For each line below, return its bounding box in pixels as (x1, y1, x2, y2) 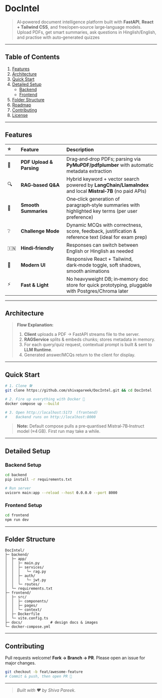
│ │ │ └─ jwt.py (5, 578, 47, 583)
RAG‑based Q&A (21, 181, 60, 188)
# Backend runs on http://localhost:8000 (5, 414, 96, 419)
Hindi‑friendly (21, 244, 54, 251)
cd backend (5, 473, 27, 477)
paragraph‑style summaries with (66, 202, 140, 208)
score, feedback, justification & (66, 227, 136, 234)
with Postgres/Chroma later (66, 287, 129, 294)
